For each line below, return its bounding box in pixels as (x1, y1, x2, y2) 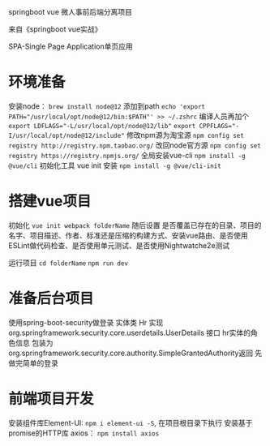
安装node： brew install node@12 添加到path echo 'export (8, 101, 205, 111)
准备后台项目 (8, 289, 95, 308)
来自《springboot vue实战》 (8, 24, 102, 34)
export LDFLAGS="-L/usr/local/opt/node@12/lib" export (8, 122, 196, 130)
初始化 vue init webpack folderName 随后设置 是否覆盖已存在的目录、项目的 (8, 220, 262, 229)
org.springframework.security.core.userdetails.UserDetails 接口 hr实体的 (8, 328, 251, 337)
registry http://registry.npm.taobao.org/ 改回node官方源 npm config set (8, 140, 261, 150)
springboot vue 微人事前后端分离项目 (8, 7, 132, 16)
